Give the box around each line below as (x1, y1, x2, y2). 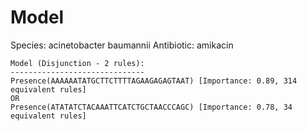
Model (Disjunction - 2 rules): (10, 58, 145, 68)
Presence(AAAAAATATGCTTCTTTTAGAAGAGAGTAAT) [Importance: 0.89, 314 (10, 76, 298, 86)
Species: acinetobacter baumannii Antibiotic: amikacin (10, 39, 234, 51)
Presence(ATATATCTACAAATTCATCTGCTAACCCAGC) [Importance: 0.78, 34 (10, 102, 293, 112)
